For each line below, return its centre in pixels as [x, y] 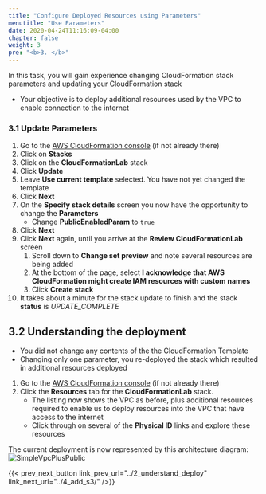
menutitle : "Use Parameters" [57, 23]
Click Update [41, 171]
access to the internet [67, 417]
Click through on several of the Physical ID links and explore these [141, 425]
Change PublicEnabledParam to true [93, 222]
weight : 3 [25, 45]
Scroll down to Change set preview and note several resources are [142, 256]
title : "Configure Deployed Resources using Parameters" [105, 16]
